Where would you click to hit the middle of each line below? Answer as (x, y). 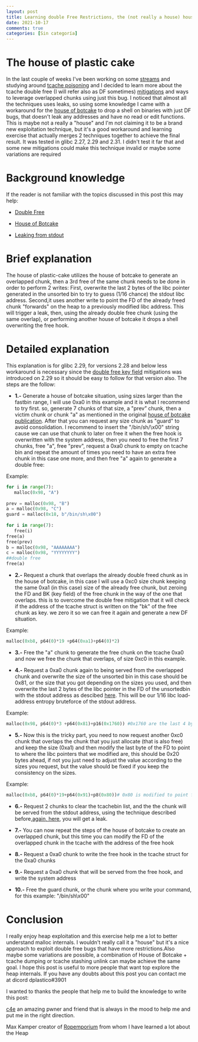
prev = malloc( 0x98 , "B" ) (38, 503)
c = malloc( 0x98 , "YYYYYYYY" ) (43, 553)
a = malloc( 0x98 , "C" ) (34, 509)
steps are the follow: (31, 384)
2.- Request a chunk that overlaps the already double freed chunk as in (101, 575)
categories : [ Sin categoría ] (42, 34)
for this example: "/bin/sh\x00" (52, 896)
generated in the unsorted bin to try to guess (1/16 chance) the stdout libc (95, 294)
